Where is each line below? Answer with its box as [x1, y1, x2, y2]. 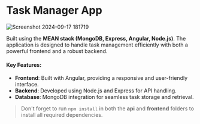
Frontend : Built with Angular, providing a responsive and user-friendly [14, 75, 188, 82]
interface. [14, 81, 39, 88]
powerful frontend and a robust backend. [6, 47, 108, 54]
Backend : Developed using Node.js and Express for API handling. [14, 87, 177, 94]
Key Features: [6, 61, 42, 69]
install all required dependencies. [20, 111, 103, 119]
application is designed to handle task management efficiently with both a [6, 41, 189, 48]
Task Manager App [6, 4, 103, 17]
